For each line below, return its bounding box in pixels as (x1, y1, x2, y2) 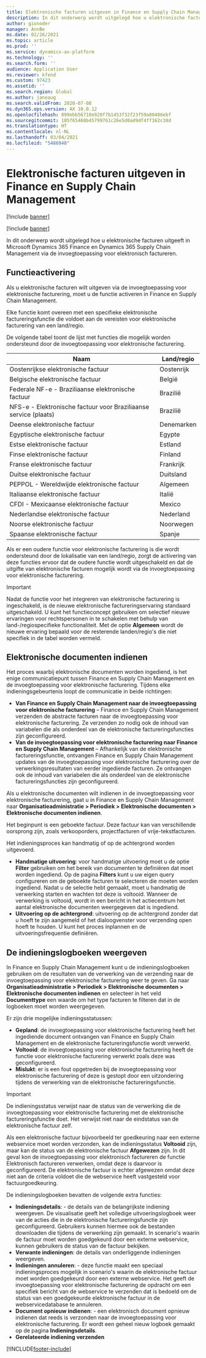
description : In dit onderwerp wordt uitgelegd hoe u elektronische (6, 15, 185, 21)
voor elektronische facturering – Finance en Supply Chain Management (15, 706, 199, 714)
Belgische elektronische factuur (9, 375, 101, 383)
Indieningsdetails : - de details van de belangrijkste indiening (15, 1203, 170, 1211)
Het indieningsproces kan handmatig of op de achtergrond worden (6, 839, 175, 847)
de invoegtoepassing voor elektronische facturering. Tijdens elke (6, 681, 170, 689)
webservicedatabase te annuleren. (15, 1301, 103, 1308)
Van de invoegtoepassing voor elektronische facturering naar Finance (15, 739, 198, 746)
